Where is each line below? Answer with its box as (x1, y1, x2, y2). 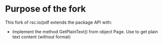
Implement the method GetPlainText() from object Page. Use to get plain (12, 29, 158, 34)
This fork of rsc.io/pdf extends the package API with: (5, 19, 112, 25)
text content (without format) (12, 34, 71, 40)
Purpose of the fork (5, 3, 86, 15)
